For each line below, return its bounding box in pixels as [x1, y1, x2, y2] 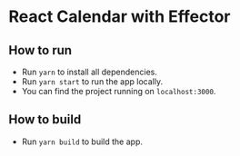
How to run [8, 43, 73, 58]
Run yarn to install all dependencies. [21, 66, 158, 77]
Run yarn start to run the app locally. [21, 76, 164, 87]
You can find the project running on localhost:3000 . [21, 86, 216, 96]
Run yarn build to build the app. [21, 136, 143, 147]
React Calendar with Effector [8, 6, 231, 27]
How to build [8, 112, 82, 128]
